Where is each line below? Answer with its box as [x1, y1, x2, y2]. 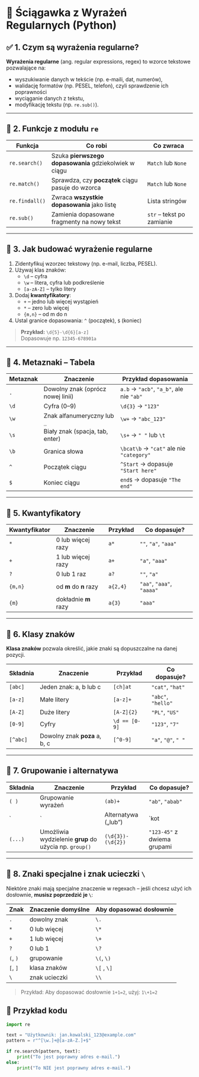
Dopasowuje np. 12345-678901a [20, 335, 97, 342]
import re [6, 1021, 31, 1028]
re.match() [9, 180, 40, 187]
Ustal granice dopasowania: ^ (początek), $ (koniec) [14, 317, 142, 324]
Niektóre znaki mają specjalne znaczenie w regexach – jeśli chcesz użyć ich [6, 884, 192, 892]
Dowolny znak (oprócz [43, 385, 107, 393]
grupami [149, 842, 172, 851]
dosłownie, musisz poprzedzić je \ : [6, 891, 94, 898]
